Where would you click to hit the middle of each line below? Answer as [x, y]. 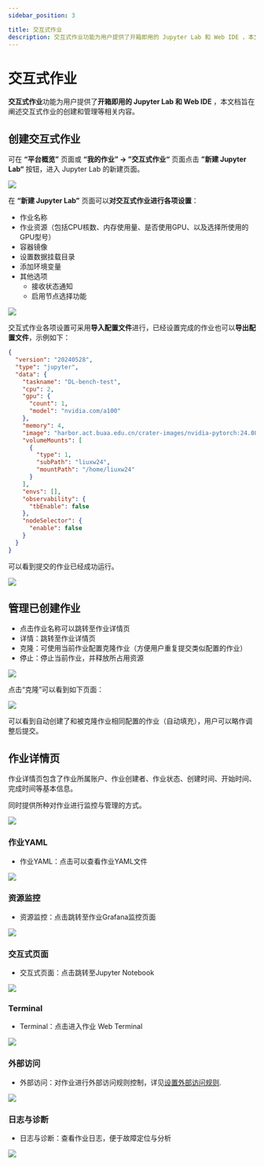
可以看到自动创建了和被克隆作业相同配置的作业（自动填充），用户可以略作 [127, 721]
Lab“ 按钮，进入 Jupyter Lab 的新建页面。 [76, 169]
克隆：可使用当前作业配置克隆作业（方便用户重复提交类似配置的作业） [133, 648]
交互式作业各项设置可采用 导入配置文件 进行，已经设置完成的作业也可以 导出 [128, 328]
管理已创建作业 [44, 609]
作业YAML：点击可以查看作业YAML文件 [83, 861]
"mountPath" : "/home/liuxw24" [86, 470]
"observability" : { [54, 499]
